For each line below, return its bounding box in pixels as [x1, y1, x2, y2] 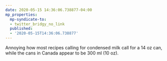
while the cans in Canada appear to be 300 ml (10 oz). [5, 50, 119, 56]
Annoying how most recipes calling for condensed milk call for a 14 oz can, [5, 45, 162, 50]
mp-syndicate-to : [10, 17, 47, 22]
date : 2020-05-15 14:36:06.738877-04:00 [5, 7, 93, 13]
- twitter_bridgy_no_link [10, 21, 65, 27]
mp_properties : [5, 12, 38, 17]
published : [10, 26, 33, 31]
